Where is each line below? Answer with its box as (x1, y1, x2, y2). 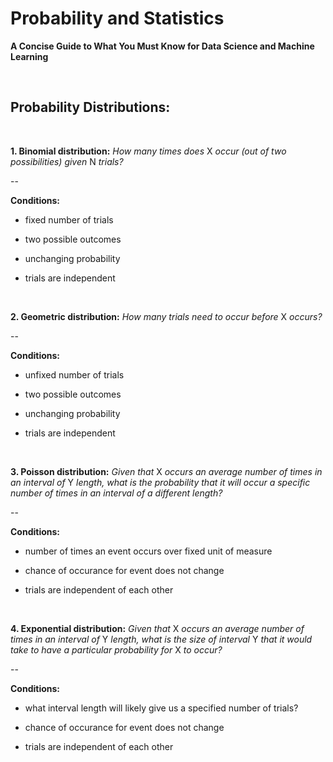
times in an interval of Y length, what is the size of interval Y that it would (10, 633, 313, 645)
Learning (10, 50, 49, 62)
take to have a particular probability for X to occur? (10, 643, 223, 656)
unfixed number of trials (24, 368, 125, 381)
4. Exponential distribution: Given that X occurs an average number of (10, 622, 305, 634)
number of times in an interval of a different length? (10, 487, 223, 499)
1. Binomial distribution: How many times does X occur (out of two (10, 145, 287, 157)
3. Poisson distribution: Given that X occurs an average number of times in (10, 465, 323, 477)
